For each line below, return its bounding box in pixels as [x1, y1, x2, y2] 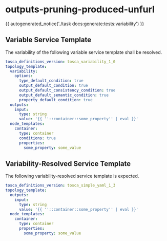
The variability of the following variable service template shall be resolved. [5, 49, 162, 55]
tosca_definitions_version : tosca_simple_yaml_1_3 [5, 183, 116, 188]
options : [14, 73, 33, 79]
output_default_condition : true [18, 83, 88, 88]
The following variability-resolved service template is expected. [5, 173, 139, 179]
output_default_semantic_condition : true [18, 92, 109, 98]
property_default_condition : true [18, 97, 93, 102]
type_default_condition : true [18, 78, 83, 83]
